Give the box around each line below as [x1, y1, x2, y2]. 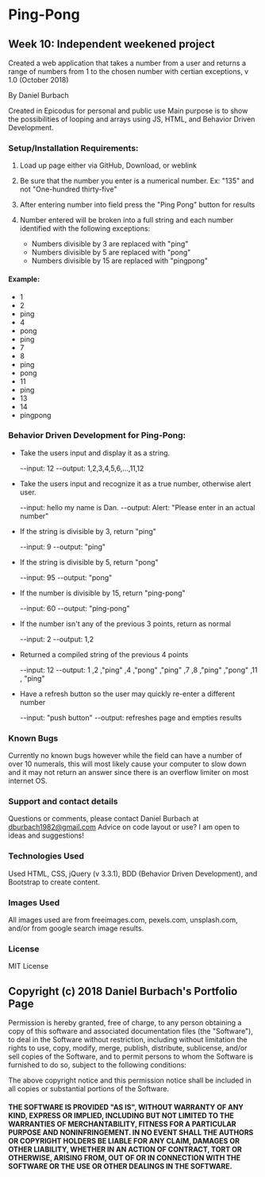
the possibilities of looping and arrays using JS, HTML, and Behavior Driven [8, 114, 255, 124]
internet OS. [8, 776, 48, 786]
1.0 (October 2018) [8, 75, 69, 84]
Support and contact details [8, 796, 118, 807]
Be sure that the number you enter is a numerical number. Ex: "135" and [19, 176, 255, 186]
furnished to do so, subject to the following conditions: [8, 1060, 186, 1070]
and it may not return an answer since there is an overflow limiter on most [8, 768, 249, 777]
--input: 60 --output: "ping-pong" [19, 603, 130, 613]
